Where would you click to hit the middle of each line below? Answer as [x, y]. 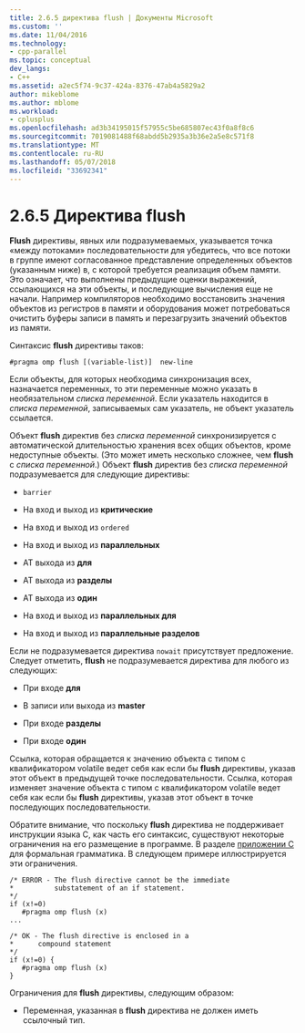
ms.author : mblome [44, 103]
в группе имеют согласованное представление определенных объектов [151, 260]
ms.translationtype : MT [55, 145]
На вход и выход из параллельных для [99, 615]
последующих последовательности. [80, 807]
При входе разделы [62, 723]
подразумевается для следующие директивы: [100, 474]
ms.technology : [38, 43]
